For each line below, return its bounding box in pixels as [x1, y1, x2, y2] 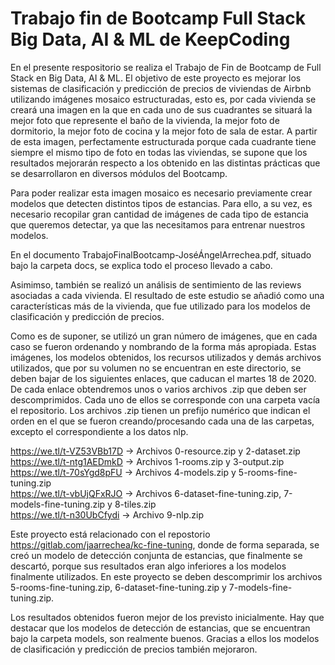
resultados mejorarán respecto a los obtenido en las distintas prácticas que [10, 157, 321, 169]
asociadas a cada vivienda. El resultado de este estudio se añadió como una [10, 289, 325, 301]
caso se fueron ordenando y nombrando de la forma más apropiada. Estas [10, 340, 317, 352]
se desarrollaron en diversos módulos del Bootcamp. [10, 167, 228, 179]
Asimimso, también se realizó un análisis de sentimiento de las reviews [10, 278, 302, 291]
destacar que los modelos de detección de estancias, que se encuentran [10, 622, 311, 634]
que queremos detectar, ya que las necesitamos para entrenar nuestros [10, 218, 306, 231]
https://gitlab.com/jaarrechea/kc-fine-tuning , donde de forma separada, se [10, 538, 320, 551]
